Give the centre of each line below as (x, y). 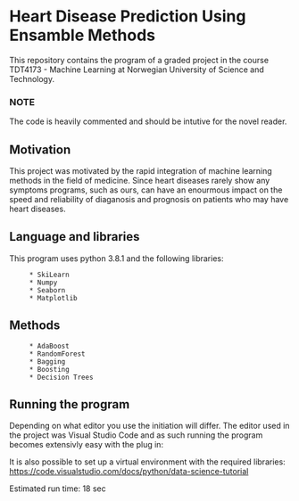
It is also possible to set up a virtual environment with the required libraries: (147, 462)
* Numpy (43, 283)
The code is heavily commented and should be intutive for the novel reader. (148, 121)
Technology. (32, 78)
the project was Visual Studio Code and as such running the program (136, 435)
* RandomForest (58, 354)
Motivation (40, 149)
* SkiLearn (49, 275)
